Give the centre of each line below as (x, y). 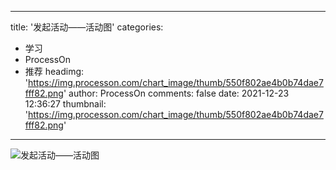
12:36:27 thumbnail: (65, 104)
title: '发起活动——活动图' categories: (87, 27)
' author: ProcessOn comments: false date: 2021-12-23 (176, 93)
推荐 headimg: (54, 71)
